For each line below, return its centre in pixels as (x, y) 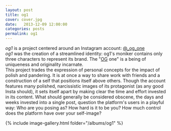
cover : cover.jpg (24, 19)
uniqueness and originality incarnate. (44, 64)
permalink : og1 (22, 34)
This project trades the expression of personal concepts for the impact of (83, 70)
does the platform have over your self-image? (54, 113)
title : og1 (17, 15)
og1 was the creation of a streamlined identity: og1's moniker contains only (84, 54)
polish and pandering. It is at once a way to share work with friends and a (83, 75)
